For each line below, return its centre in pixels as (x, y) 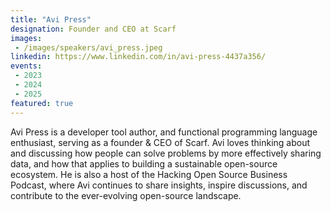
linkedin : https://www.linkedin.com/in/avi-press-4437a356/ (138, 57)
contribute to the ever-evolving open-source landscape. (126, 195)
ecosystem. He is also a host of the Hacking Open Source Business (149, 174)
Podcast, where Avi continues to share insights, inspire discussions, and (159, 185)
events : (26, 66)
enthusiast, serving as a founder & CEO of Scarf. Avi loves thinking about (160, 142)
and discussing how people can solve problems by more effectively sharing (166, 153)
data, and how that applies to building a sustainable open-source (144, 163)
